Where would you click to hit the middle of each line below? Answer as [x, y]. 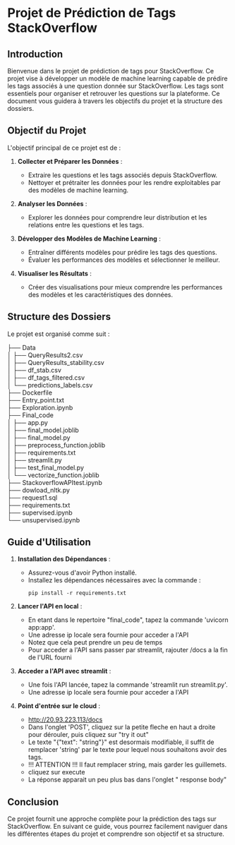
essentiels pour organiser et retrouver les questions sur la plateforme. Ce [114, 94]
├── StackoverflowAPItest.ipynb [55, 482]
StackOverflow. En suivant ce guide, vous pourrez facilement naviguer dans [117, 827]
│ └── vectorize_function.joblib [53, 475]
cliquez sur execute [56, 772]
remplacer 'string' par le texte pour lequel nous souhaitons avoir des [127, 750]
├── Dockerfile [30, 392]
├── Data [22, 347]
